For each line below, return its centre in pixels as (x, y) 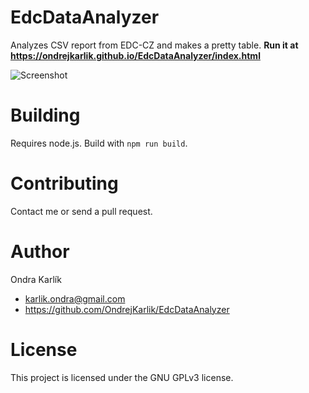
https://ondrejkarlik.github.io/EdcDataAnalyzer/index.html (135, 55)
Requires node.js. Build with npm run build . (99, 143)
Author (40, 252)
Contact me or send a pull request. (81, 211)
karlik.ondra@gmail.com (75, 298)
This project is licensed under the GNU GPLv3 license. (122, 377)
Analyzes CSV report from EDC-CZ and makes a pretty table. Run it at (154, 45)
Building (45, 115)
